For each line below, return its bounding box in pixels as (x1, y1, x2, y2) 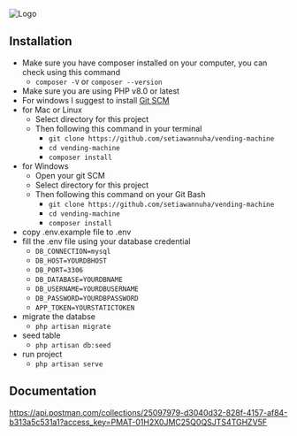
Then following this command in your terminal (34, 123, 202, 134)
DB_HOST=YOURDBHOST (34, 256, 108, 265)
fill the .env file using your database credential (21, 235, 191, 247)
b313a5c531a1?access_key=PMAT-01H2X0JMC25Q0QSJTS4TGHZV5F (9, 417, 268, 427)
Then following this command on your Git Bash (34, 188, 206, 199)
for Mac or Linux (21, 104, 82, 115)
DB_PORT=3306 (34, 265, 84, 274)
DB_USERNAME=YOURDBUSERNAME (34, 284, 139, 294)
